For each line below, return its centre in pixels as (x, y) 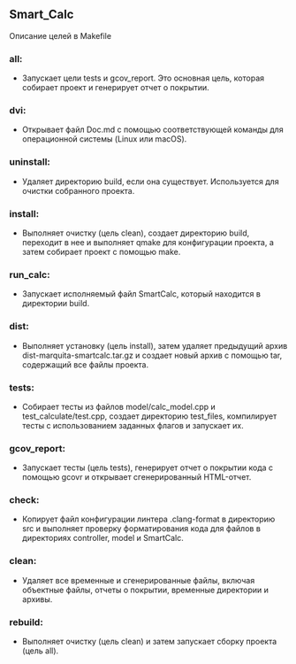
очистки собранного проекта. (78, 190)
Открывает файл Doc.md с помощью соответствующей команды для (153, 130)
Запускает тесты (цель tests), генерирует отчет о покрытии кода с (148, 467)
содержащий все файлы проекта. (85, 364)
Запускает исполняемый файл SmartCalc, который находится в (141, 294)
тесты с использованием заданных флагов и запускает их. (133, 425)
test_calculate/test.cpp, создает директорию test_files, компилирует (149, 416)
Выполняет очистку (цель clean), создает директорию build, (136, 233)
